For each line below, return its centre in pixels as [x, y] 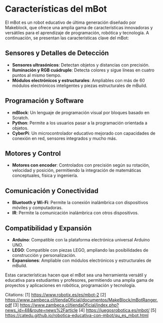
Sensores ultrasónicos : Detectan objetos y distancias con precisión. [81, 65]
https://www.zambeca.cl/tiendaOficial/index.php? [70, 305]
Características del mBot [56, 9]
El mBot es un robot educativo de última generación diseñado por [71, 22]
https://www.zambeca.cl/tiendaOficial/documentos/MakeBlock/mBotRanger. [81, 300]
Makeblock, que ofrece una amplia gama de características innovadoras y [79, 27]
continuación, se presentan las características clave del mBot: [67, 38]
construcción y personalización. [44, 255]
